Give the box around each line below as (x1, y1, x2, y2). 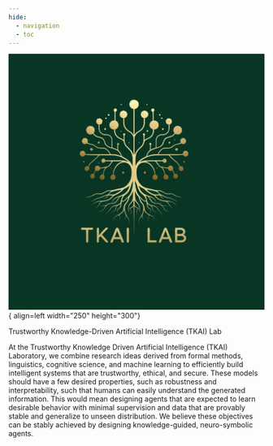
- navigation (15, 21, 60, 30)
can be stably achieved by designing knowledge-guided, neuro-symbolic (8, 420, 253, 430)
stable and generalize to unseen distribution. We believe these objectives (8, 411, 253, 422)
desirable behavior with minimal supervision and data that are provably (8, 403, 246, 413)
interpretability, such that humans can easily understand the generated (8, 386, 246, 396)
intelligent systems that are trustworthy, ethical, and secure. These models (8, 368, 258, 378)
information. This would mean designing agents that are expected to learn (8, 394, 256, 404)
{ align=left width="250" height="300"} (8, 311, 141, 321)
